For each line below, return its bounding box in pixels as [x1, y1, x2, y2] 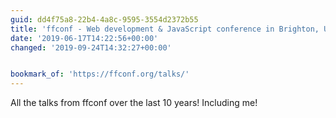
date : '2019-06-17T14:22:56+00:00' [10, 33, 159, 43]
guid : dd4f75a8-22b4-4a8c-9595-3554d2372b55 [10, 14, 199, 25]
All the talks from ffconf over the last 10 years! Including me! [10, 97, 258, 109]
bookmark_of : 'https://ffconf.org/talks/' [10, 69, 190, 80]
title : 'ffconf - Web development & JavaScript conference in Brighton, [10, 24, 320, 34]
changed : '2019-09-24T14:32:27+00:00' [10, 42, 172, 53]
